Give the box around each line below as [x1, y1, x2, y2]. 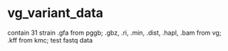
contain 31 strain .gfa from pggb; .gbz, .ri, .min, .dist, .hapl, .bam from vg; [7, 28, 222, 37]
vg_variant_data [7, 5, 103, 21]
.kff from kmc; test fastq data [7, 35, 93, 44]
